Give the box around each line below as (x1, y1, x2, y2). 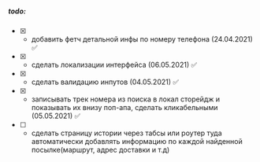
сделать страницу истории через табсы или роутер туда (31, 128, 222, 138)
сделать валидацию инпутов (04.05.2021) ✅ (31, 77, 180, 87)
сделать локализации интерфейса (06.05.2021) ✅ (31, 60, 198, 69)
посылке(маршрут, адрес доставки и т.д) (31, 145, 170, 154)
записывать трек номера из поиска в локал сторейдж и (31, 94, 221, 104)
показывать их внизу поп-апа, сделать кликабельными (31, 102, 218, 112)
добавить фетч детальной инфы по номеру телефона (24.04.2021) (31, 34, 254, 43)
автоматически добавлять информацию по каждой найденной (31, 136, 243, 145)
